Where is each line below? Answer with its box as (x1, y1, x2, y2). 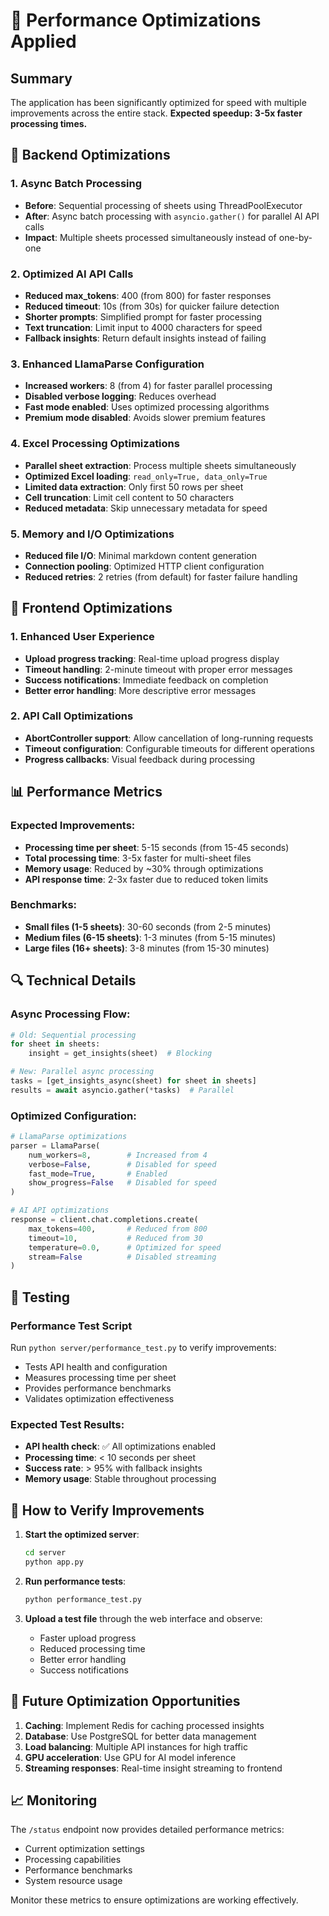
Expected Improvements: (10, 819, 136, 833)
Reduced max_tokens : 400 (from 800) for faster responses (24, 289, 272, 301)
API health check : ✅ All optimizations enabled (24, 1440, 217, 1453)
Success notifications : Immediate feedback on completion (24, 674, 269, 686)
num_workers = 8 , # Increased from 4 (28, 1150, 208, 1160)
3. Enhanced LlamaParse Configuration (10, 357, 205, 371)
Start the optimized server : (24, 1529, 140, 1541)
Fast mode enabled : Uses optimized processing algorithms (24, 401, 270, 413)
